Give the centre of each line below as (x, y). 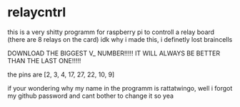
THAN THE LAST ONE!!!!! (44, 60)
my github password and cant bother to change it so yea (90, 96)
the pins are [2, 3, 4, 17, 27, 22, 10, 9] (61, 74)
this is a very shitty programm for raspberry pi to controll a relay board (111, 32)
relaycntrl (37, 12)
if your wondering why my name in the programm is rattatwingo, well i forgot (120, 88)
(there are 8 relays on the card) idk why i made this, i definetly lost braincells (120, 39)
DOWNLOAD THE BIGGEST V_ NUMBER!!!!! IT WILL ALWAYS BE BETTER (114, 53)
